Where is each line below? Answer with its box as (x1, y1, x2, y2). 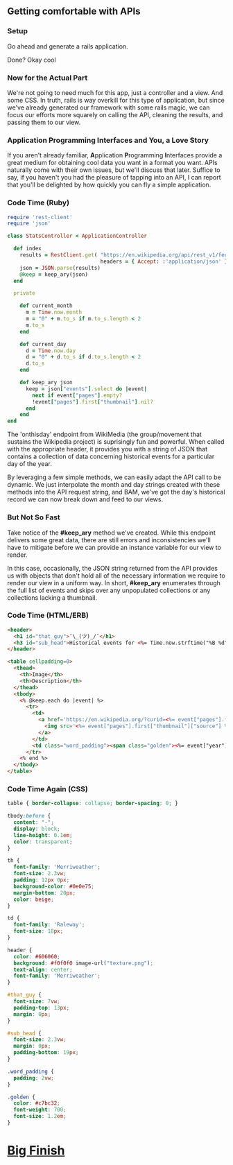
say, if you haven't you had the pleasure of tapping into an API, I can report (7, 173, 221, 182)
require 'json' (7, 220, 51, 227)
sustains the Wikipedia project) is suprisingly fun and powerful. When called (7, 438, 225, 446)
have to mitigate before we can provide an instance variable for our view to (7, 543, 222, 551)
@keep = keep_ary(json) (19, 270, 89, 278)
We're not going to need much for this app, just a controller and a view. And (7, 88, 223, 96)
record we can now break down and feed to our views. (7, 495, 164, 503)
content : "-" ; (13, 819, 54, 826)
